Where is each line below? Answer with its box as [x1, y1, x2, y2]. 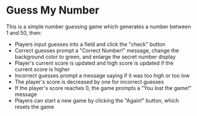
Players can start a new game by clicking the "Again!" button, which [14, 97, 179, 104]
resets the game [14, 103, 55, 110]
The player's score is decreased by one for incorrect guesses [14, 78, 164, 85]
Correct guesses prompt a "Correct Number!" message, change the [14, 47, 179, 54]
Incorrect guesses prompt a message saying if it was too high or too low [14, 72, 190, 79]
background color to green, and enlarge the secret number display [14, 53, 176, 60]
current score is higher [14, 65, 71, 72]
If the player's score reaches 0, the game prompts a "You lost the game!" [14, 84, 192, 91]
